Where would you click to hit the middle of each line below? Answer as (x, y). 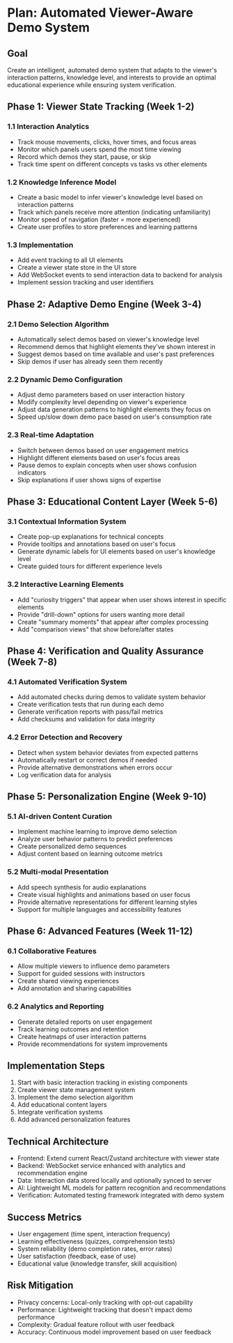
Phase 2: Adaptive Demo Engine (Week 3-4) (104, 304)
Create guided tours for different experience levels (90, 567)
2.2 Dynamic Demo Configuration (65, 379)
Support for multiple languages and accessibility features (99, 909)
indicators (32, 473)
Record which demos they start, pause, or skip (84, 156)
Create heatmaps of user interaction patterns (82, 1036)
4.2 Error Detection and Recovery (65, 737)
